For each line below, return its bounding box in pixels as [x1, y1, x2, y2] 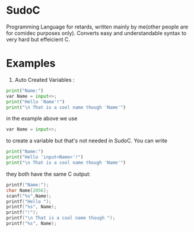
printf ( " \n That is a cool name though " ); [6, 215, 116, 221]
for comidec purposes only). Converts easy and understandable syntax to [6, 29, 187, 36]
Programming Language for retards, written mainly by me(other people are [6, 23, 189, 30]
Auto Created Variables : [14, 76, 75, 83]
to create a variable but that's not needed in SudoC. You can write [6, 137, 168, 144]
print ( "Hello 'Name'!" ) [6, 98, 65, 104]
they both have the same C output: [6, 170, 91, 177]
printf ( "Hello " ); [6, 198, 52, 205]
